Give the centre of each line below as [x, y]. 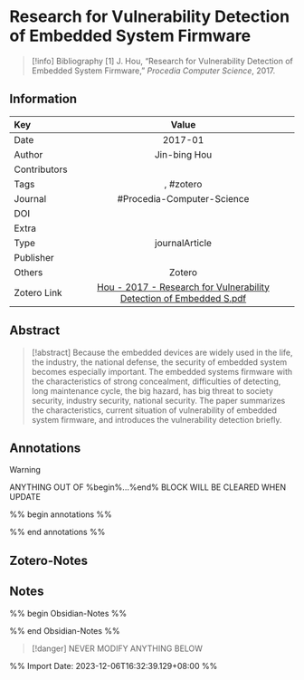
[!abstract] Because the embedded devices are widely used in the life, [162, 352]
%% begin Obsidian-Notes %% [68, 613]
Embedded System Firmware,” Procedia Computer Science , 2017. [153, 71]
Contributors [41, 169]
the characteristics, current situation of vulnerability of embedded [154, 410]
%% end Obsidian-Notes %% [65, 630]
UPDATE [25, 497]
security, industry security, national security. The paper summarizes [158, 400]
